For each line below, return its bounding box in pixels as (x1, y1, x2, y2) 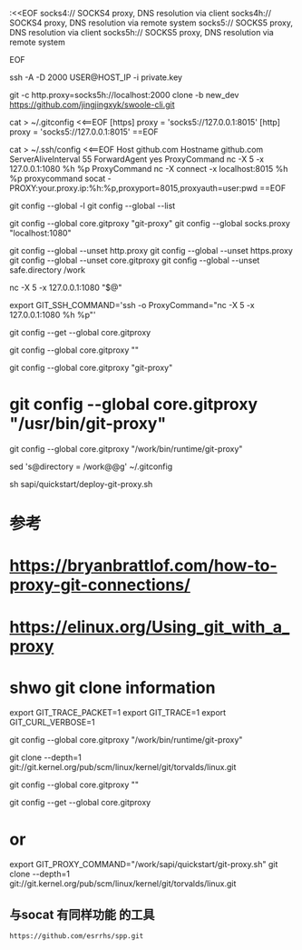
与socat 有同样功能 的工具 (9, 906, 156, 922)
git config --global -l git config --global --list (9, 200, 176, 211)
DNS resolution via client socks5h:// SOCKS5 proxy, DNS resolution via (9, 27, 274, 37)
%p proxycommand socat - (9, 173, 112, 184)
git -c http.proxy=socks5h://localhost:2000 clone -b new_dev (9, 90, 239, 100)
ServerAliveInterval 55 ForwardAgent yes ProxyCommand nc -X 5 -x (9, 154, 265, 165)
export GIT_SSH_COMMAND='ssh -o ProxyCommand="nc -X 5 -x (9, 300, 256, 310)
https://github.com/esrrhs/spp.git (9, 932, 144, 941)
